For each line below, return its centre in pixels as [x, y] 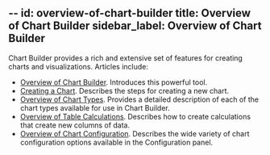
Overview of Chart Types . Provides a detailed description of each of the [139, 99]
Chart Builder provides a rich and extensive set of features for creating [126, 58]
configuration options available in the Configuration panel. [116, 142]
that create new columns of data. [75, 125]
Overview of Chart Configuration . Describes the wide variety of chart [135, 133]
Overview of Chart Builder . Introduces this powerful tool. [114, 82]
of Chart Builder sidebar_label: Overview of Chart [135, 26]
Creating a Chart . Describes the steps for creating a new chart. [125, 90]
